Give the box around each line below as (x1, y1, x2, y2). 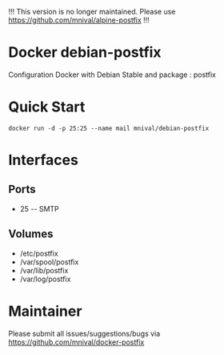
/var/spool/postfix (19, 256, 79, 267)
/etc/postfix (19, 248, 58, 258)
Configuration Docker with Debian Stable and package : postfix (8, 70, 216, 79)
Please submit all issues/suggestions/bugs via (8, 329, 161, 338)
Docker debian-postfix (8, 43, 162, 62)
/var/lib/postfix (19, 265, 69, 275)
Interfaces (8, 151, 78, 169)
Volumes (8, 228, 54, 241)
